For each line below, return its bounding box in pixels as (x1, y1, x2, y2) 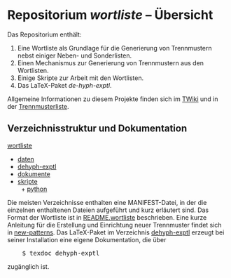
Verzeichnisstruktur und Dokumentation (7, 123, 188, 135)
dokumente (17, 169, 51, 178)
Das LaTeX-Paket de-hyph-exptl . (17, 81, 112, 89)
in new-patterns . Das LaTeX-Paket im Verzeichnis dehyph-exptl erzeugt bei (7, 228, 225, 237)
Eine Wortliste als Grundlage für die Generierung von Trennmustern (17, 44, 212, 52)
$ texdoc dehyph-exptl (22, 249, 100, 257)
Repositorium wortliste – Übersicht (7, 7, 213, 23)
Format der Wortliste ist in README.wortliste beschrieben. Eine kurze (7, 213, 207, 221)
